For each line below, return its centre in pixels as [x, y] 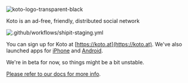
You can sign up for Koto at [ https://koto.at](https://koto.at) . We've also [94, 44]
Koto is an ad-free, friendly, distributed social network [73, 21]
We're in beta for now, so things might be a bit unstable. [75, 62]
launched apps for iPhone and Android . [55, 51]
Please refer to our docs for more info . [53, 74]
